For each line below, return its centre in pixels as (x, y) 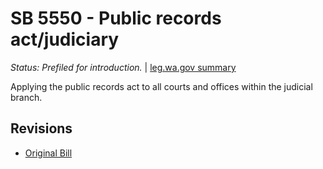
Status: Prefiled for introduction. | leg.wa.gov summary (123, 67)
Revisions (41, 128)
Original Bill (48, 153)
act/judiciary (65, 39)
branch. (26, 97)
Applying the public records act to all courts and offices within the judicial (161, 86)
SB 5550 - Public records (116, 18)
